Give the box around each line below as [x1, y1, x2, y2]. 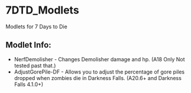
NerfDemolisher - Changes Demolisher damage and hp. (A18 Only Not [14, 55, 185, 62]
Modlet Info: [5, 40, 51, 50]
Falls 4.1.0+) [14, 81, 44, 88]
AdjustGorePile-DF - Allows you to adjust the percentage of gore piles [14, 68, 184, 75]
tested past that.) [14, 62, 56, 69]
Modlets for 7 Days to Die [5, 23, 67, 30]
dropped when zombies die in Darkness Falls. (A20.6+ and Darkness [14, 74, 182, 81]
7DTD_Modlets [5, 4, 79, 17]
